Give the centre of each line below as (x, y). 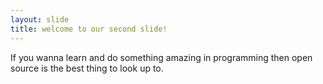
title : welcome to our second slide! (89, 29)
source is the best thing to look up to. (87, 68)
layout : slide (40, 19)
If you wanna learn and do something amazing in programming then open (161, 57)
